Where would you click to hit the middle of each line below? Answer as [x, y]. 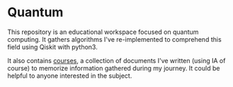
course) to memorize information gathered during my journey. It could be [114, 68]
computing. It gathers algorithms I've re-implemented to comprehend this [114, 39]
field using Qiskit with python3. [52, 47]
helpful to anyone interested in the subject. [70, 76]
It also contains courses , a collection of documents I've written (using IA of [116, 60]
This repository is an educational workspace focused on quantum [103, 32]
